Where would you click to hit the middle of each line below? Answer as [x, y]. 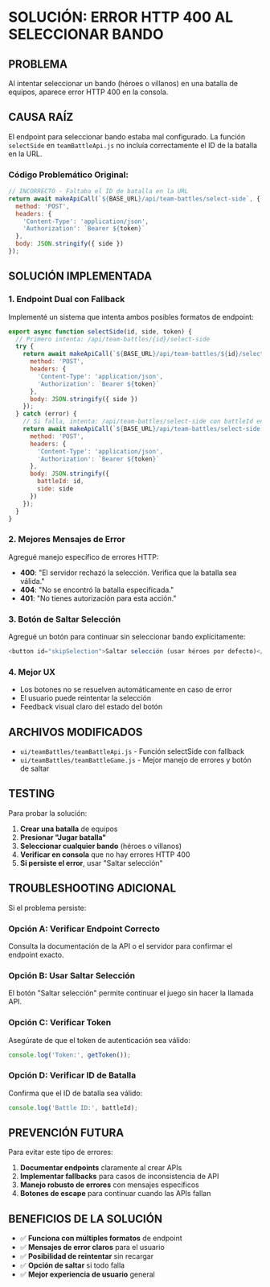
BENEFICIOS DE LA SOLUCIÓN [86, 1219]
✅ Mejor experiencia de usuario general [87, 1275]
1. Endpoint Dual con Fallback [67, 300]
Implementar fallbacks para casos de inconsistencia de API [119, 1177]
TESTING [32, 794]
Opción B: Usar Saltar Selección [72, 975]
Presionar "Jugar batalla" [63, 837]
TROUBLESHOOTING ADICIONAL [92, 889]
